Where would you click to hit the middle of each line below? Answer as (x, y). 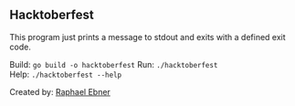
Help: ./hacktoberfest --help (65, 74)
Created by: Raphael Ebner (60, 91)
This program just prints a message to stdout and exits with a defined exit (147, 37)
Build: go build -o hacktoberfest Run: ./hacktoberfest (114, 64)
